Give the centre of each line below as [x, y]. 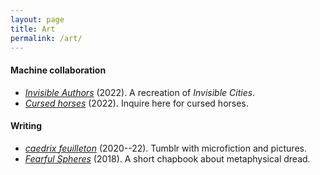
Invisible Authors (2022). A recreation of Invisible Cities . [140, 92]
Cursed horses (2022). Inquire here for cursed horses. [136, 103]
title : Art [33, 29]
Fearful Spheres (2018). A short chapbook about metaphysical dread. [167, 158]
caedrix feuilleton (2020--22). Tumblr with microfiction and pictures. [165, 148]
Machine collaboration [58, 70]
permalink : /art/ [46, 38]
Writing [26, 126]
